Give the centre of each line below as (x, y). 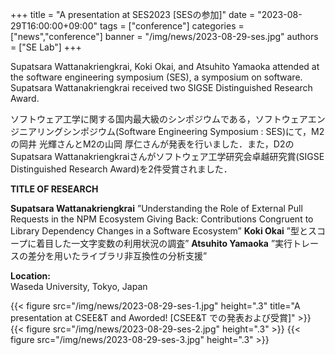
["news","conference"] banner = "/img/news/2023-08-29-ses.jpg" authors (164, 36)
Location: (30, 276)
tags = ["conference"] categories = (172, 26)
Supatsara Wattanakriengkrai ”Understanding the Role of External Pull (156, 208)
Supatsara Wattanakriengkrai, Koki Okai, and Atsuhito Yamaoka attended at (165, 66)
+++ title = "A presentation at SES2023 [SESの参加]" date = (133, 14)
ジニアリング (36, 131)
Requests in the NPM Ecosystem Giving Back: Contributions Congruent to (162, 219)
